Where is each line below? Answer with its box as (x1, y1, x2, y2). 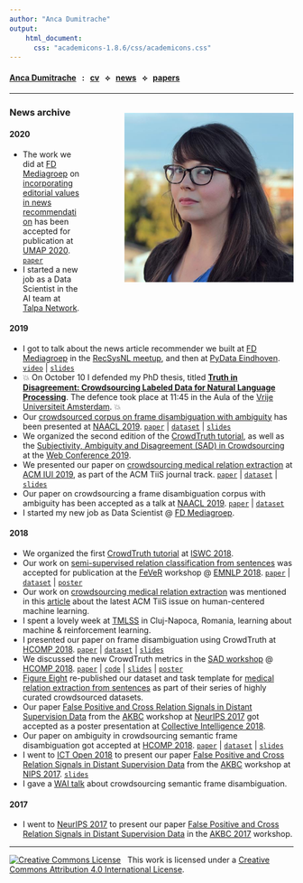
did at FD (22, 158, 57, 169)
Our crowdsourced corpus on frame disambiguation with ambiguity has (22, 411, 288, 422)
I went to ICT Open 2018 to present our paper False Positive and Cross (22, 749, 285, 760)
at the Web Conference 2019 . (22, 450, 132, 460)
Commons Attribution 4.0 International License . (9, 864, 185, 875)
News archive (9, 107, 71, 119)
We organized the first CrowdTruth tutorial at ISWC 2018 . (22, 547, 234, 559)
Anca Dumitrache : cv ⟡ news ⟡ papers (9, 72, 180, 83)
